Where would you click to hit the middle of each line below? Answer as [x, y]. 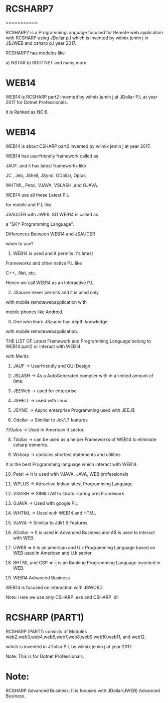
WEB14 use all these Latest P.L [37, 195]
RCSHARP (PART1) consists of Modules [46, 631]
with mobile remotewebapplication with [46, 302]
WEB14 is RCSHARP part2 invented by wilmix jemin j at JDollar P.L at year [81, 97]
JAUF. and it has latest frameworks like [46, 165]
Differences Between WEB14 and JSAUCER [50, 234]
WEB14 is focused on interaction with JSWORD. [55, 587]
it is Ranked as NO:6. [27, 112]
